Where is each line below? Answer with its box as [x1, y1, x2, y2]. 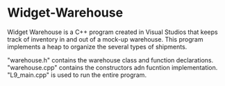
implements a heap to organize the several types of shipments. [7, 42, 187, 51]
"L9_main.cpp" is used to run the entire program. [7, 71, 147, 79]
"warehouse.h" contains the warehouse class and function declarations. [7, 55, 214, 64]
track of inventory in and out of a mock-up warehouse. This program [7, 35, 203, 43]
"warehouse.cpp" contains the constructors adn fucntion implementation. [7, 63, 218, 71]
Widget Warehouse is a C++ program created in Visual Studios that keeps [7, 28, 218, 36]
